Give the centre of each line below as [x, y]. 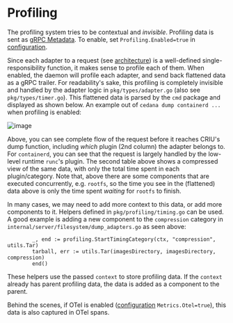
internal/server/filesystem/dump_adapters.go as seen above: [97, 226]
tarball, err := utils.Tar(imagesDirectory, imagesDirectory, [124, 251]
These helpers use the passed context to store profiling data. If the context [115, 276]
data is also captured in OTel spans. [58, 312]
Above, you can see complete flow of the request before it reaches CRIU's [114, 139]
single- [212, 60]
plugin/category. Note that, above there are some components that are [109, 176]
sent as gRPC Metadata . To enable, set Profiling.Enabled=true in [102, 39]
